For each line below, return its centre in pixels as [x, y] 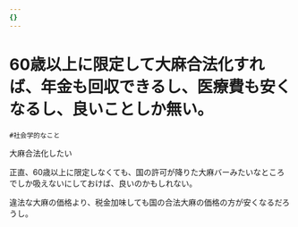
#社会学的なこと [35, 135]
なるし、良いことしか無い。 [111, 109]
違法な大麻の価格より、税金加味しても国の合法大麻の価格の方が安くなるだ [146, 202]
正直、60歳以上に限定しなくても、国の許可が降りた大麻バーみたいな [135, 172]
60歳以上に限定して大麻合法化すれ [137, 64]
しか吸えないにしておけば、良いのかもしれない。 [107, 183]
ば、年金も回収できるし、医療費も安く [150, 87]
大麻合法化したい [41, 153]
